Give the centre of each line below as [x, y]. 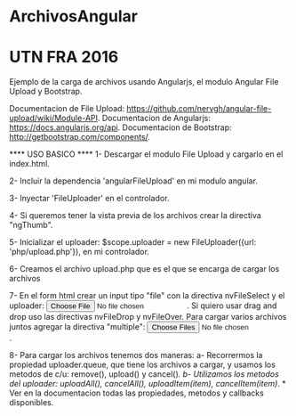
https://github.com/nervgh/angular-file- [199, 109]
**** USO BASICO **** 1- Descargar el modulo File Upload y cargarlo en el [146, 154]
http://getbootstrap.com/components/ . [80, 137]
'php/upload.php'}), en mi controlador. [79, 252]
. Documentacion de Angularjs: [154, 118]
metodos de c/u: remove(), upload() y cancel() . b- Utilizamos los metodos [144, 374]
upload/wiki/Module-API [53, 118]
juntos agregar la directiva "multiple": [77, 327]
